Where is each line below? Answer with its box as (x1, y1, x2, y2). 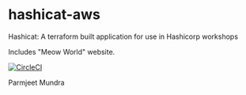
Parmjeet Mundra (8, 78, 65, 87)
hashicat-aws (8, 6, 101, 24)
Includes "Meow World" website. (8, 47, 115, 56)
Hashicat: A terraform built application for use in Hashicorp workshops (8, 32, 239, 41)
